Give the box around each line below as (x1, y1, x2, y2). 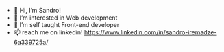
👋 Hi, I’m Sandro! (13, 7, 62, 14)
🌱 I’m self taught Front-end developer (13, 21, 120, 28)
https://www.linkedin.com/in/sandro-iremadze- (84, 28, 217, 36)
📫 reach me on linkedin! (13, 28, 84, 36)
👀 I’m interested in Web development (13, 14, 118, 22)
